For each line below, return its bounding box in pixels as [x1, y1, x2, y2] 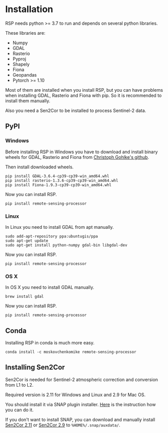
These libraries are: [5, 30, 45, 36]
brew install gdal [5, 294, 44, 299]
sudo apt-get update [5, 238, 49, 243]
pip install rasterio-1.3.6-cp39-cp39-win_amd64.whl [5, 178, 119, 183]
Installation [5, 4, 53, 15]
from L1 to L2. [5, 382, 34, 388]
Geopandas [12, 72, 37, 78]
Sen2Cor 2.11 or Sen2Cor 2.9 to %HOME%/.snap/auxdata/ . [5, 422, 121, 428]
